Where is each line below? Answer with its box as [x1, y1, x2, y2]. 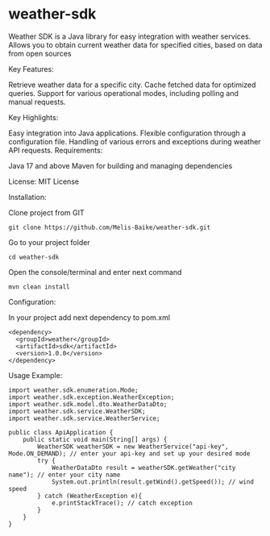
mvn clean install [8, 283, 70, 291]
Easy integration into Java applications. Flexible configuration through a [8, 128, 247, 138]
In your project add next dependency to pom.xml [8, 312, 171, 322]
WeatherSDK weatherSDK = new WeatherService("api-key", [37, 443, 229, 451]
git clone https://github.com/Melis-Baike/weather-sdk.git [8, 223, 211, 231]
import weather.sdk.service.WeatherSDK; [8, 407, 147, 415]
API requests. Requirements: [8, 145, 103, 155]
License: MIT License [8, 177, 79, 186]
